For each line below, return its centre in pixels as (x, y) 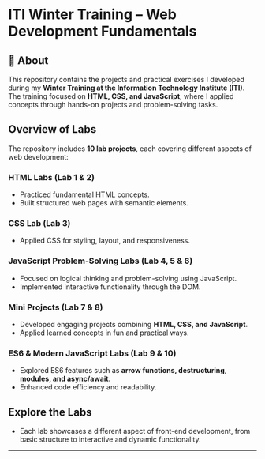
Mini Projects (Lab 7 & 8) (56, 307)
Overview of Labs (52, 129)
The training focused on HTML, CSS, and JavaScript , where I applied (121, 96)
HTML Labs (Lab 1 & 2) (51, 177)
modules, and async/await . (65, 379)
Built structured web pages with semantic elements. (104, 203)
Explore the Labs (50, 412)
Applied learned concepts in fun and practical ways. (104, 333)
